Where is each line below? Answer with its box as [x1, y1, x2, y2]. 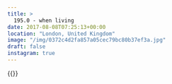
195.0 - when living [13, 17, 74, 24]
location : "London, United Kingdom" [7, 30, 115, 37]
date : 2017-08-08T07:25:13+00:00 [7, 23, 106, 30]
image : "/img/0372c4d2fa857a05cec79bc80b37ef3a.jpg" [7, 37, 166, 44]
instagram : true [7, 50, 55, 57]
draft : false [7, 43, 46, 50]
